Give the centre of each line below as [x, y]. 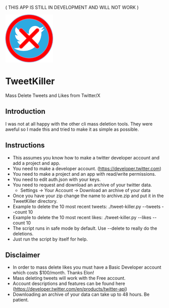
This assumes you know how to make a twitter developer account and [86, 157]
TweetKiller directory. [35, 201]
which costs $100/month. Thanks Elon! [53, 273]
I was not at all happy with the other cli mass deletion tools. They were [79, 124]
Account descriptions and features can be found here [69, 283]
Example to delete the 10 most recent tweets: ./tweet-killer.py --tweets [87, 206]
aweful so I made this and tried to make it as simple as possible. [72, 129]
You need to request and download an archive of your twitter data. [82, 185]
